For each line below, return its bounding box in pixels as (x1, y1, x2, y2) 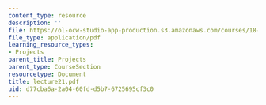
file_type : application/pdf (8, 33, 101, 42)
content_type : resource (8, 11, 87, 20)
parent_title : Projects (8, 56, 87, 64)
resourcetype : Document (8, 70, 87, 78)
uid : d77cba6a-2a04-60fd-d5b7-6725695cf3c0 (8, 84, 154, 93)
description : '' (8, 19, 62, 27)
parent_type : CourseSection (8, 63, 101, 71)
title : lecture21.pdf (8, 77, 80, 85)
